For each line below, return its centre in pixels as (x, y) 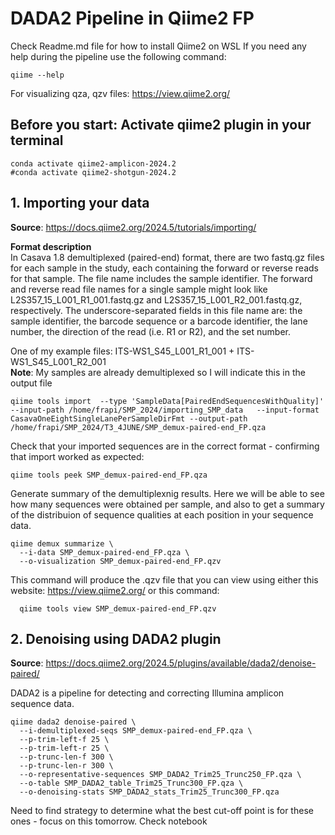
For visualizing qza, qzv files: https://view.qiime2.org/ (120, 93)
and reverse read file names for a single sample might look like (139, 289)
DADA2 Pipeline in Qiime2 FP (132, 18)
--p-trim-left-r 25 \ (64, 748)
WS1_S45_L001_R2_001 (58, 361)
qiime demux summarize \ (62, 543)
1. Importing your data (80, 203)
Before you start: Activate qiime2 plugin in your (161, 125)
